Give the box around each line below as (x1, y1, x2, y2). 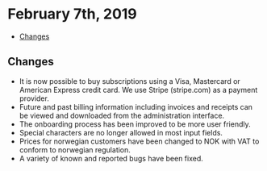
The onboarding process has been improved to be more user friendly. (19, 119, 251, 129)
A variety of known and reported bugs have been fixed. (19, 153, 203, 163)
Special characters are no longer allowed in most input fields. (19, 127, 223, 137)
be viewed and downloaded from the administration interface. (19, 111, 225, 120)
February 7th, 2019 (7, 5, 138, 23)
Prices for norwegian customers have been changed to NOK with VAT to (19, 136, 260, 146)
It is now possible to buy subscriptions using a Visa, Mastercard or (19, 76, 241, 85)
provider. (19, 94, 49, 103)
